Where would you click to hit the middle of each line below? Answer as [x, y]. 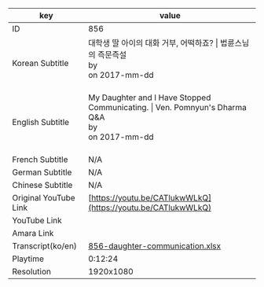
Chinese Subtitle [42, 185]
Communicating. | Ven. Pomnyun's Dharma [167, 107]
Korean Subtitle [40, 63]
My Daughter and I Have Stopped [149, 98]
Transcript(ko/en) [44, 246]
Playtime [28, 259]
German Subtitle [42, 172]
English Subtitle [40, 122]
